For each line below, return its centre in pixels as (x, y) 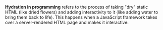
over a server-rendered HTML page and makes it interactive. (67, 22)
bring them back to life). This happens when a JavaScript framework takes (81, 17)
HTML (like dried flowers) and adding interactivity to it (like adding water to (82, 12)
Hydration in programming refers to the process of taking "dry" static (77, 7)
